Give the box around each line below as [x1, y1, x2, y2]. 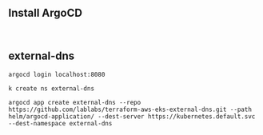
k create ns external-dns [8, 84, 94, 93]
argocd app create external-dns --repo [8, 98, 141, 106]
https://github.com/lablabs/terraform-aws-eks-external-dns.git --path [8, 105, 252, 113]
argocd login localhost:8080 [8, 70, 106, 78]
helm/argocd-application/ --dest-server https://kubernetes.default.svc [8, 112, 256, 121]
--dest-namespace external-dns [8, 119, 113, 127]
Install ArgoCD [8, 6, 82, 20]
